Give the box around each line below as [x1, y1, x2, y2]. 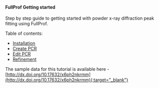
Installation [12, 40, 36, 47]
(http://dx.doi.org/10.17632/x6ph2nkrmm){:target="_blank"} [5, 77, 128, 83]
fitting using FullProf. [5, 21, 48, 27]
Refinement [12, 56, 37, 63]
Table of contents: [5, 30, 43, 36]
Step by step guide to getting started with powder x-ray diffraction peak [5, 15, 154, 21]
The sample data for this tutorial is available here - [5, 66, 110, 72]
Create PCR [12, 46, 37, 52]
